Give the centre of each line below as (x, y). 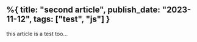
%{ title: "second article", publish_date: (83, 10)
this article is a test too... (37, 34)
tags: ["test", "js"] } (72, 19)
